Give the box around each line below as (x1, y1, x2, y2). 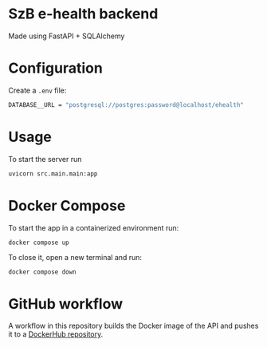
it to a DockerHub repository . (8, 329, 104, 339)
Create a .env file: (8, 85, 67, 95)
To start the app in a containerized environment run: (8, 223, 179, 232)
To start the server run (8, 154, 82, 164)
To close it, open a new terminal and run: (8, 253, 142, 262)
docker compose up (8, 239, 69, 246)
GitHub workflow (8, 294, 124, 313)
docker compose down (8, 268, 77, 276)
